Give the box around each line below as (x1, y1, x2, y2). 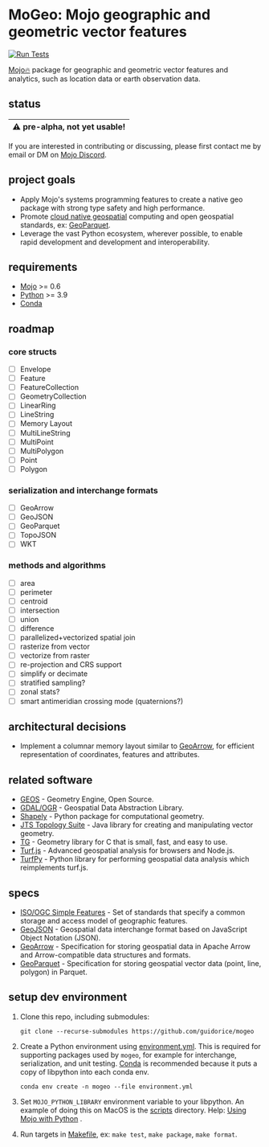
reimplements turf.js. (19, 862, 88, 873)
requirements (8, 260, 78, 274)
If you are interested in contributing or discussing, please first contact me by (8, 141, 262, 150)
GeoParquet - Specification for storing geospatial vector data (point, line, (19, 959, 262, 969)
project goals (8, 173, 76, 186)
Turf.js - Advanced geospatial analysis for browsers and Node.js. (19, 846, 235, 855)
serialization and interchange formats (8, 485, 159, 496)
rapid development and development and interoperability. (19, 237, 210, 247)
